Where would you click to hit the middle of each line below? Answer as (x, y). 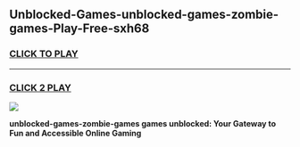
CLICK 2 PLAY (40, 87)
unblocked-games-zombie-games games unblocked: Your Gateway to (143, 123)
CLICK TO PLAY (44, 54)
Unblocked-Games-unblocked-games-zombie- (144, 15)
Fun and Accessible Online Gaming (75, 133)
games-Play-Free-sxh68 (79, 29)
